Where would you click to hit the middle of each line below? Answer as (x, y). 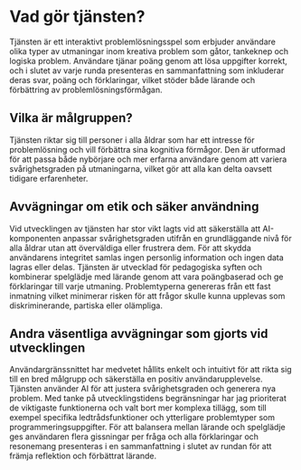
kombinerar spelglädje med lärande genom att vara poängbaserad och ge (146, 277)
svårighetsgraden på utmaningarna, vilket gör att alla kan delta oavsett (141, 168)
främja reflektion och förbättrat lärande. (83, 456)
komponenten (35, 238)
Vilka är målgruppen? (71, 118)
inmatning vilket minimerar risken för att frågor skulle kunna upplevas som (147, 296)
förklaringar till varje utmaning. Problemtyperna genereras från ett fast (140, 286)
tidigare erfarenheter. (49, 178)
